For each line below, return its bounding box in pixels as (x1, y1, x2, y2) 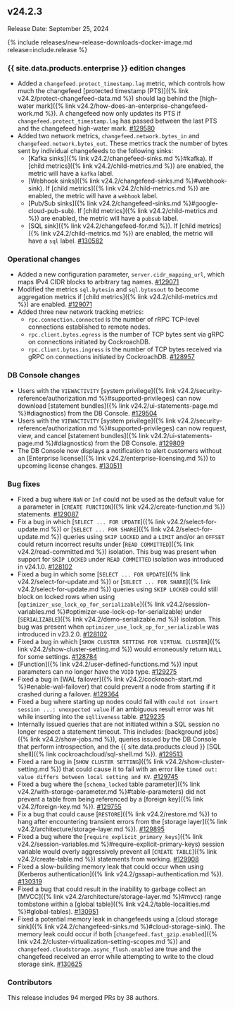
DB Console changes (7, 370, 80, 380)
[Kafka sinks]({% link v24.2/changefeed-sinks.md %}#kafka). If (27, 155, 213, 163)
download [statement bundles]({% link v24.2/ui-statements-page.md (17, 401, 218, 410)
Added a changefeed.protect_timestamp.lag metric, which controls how (17, 79, 225, 87)
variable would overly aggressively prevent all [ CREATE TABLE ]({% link (17, 847, 217, 856)
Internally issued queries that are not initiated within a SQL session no (17, 720, 220, 728)
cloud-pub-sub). (27, 207, 76, 215)
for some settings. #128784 (17, 653, 97, 660)
